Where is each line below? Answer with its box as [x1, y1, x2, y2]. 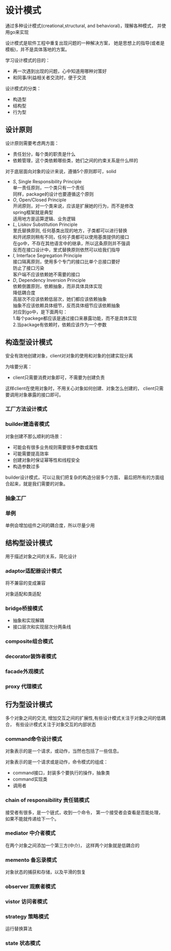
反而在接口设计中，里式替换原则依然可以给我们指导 [12, 246, 120, 252]
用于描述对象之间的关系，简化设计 [5, 553, 77, 559]
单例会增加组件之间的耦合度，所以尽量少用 [5, 522, 95, 528]
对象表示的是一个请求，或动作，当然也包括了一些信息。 [5, 748, 121, 754]
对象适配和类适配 [5, 591, 41, 597]
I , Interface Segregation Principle [12, 252, 83, 259]
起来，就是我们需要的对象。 [9, 480, 68, 487]
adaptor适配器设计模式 [5, 567, 62, 574]
